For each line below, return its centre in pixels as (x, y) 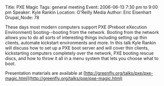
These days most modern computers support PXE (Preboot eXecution (76, 27)
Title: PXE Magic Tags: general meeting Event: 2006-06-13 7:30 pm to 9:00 (82, 7)
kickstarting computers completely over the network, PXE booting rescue (80, 53)
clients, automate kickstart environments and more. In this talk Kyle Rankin (81, 43)
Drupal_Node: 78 (22, 17)
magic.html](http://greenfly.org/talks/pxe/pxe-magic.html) (64, 78)
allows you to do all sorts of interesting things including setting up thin (76, 37)
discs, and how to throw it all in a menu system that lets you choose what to (82, 58)
